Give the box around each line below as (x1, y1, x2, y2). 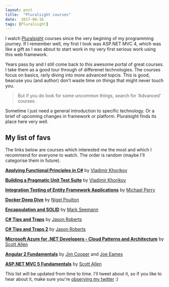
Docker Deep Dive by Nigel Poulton (5, 197, 79, 203)
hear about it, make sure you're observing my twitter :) (5, 276, 119, 282)
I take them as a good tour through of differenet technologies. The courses (5, 67, 160, 73)
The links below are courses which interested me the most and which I (5, 147, 152, 153)
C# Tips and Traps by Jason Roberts (5, 216, 82, 223)
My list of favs (5, 133, 51, 142)
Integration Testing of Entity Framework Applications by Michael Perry (5, 187, 155, 193)
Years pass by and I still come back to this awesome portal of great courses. (5, 61, 164, 67)
